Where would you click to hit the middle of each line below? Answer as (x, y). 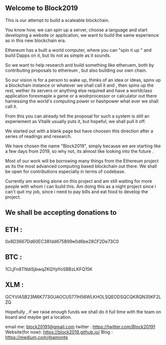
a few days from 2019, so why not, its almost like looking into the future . (79, 151)
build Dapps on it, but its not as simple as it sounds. (58, 55)
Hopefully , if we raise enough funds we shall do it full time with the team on (83, 312)
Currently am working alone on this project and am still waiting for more (79, 181)
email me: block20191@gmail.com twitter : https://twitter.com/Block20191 (80, 327)
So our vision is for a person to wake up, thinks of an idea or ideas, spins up (83, 80)
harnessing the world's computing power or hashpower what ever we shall (82, 101)
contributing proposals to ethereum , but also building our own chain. (76, 70)
